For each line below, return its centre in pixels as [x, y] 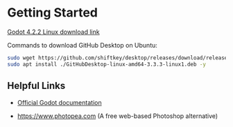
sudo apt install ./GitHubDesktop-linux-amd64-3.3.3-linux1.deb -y [107, 64]
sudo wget [21, 58]
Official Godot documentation [59, 102]
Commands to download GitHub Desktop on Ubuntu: [83, 45]
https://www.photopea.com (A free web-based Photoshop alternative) [118, 116]
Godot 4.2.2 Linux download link [53, 32]
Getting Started [53, 13]
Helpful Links [36, 86]
